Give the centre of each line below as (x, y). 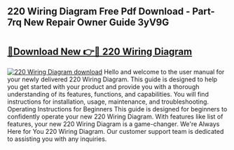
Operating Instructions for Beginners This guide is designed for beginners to (117, 109)
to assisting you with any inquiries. (57, 139)
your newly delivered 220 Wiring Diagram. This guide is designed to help (112, 79)
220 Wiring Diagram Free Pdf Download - (99, 12)
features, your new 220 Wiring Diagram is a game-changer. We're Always (113, 124)
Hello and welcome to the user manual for (164, 72)
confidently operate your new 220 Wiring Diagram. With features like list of (115, 116)
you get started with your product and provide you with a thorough (103, 87)
